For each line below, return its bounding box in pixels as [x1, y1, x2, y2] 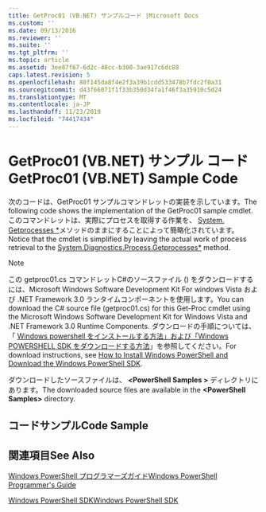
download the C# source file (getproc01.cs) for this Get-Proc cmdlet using [8, 303, 251, 313]
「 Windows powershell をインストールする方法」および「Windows [8, 331, 229, 341]
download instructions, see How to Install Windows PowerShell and [8, 350, 229, 359]
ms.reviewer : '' [8, 33, 62, 42]
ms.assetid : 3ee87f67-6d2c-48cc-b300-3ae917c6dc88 [8, 64, 179, 72]
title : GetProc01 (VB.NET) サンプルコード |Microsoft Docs [8, 11, 199, 20]
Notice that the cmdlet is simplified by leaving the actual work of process [8, 234, 248, 244]
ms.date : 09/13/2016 [8, 26, 77, 34]
